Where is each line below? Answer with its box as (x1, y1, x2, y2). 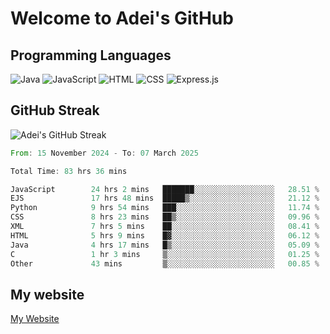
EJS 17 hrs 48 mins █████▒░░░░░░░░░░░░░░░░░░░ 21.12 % (10, 193, 320, 204)
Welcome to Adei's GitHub (10, 7, 234, 30)
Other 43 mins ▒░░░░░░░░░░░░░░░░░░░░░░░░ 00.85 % (10, 258, 320, 269)
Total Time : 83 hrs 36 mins (10, 166, 128, 176)
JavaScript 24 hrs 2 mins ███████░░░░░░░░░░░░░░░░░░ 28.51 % (10, 184, 320, 194)
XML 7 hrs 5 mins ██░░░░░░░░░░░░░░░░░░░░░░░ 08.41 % (10, 222, 320, 232)
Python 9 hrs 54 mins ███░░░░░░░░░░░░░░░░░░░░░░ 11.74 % (10, 203, 320, 213)
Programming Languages (10, 47, 172, 64)
